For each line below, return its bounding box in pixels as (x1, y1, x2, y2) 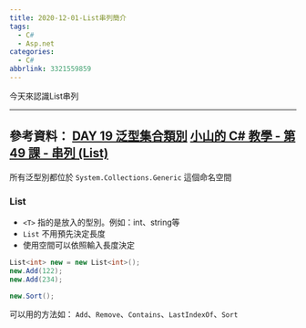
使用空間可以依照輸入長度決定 (22, 239, 135, 250)
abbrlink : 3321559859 (9, 65, 92, 74)
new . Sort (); (9, 291, 55, 301)
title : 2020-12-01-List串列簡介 (9, 13, 127, 23)
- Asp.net (17, 38, 55, 48)
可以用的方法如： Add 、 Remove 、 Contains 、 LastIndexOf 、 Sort (9, 309, 239, 320)
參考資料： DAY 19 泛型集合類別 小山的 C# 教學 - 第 (9, 129, 296, 144)
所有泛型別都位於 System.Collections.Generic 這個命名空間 (9, 171, 232, 183)
